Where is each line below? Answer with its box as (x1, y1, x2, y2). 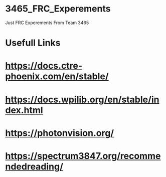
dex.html (5, 104, 44, 116)
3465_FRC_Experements (5, 3, 111, 15)
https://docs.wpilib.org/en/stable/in (5, 94, 159, 105)
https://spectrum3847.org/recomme (5, 150, 161, 161)
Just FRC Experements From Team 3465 (5, 20, 89, 26)
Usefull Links (5, 37, 61, 49)
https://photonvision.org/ (5, 127, 114, 138)
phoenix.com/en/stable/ (5, 71, 109, 82)
